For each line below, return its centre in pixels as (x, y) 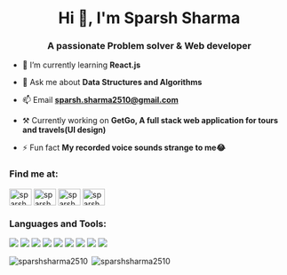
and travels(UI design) (64, 130)
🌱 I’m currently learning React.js (81, 65)
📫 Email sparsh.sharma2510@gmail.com (100, 100)
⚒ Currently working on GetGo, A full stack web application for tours (150, 121)
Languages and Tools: (58, 224)
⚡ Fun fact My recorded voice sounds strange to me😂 (124, 148)
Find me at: (34, 174)
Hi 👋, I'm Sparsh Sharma (149, 18)
